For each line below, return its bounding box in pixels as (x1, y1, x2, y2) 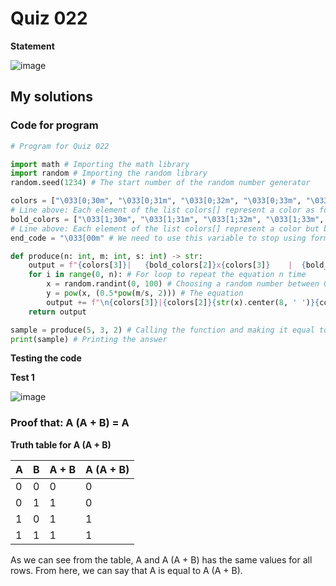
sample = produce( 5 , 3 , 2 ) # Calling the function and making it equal (10, 325, 315, 335)
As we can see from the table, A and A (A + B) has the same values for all (10, 553, 313, 566)
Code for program (10, 118, 99, 132)
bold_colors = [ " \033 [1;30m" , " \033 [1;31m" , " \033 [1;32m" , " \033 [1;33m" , (10, 214, 325, 224)
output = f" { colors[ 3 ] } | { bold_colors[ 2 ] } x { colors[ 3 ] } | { (28, 260, 307, 271)
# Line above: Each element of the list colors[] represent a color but (10, 223, 320, 234)
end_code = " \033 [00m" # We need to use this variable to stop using (10, 233, 307, 243)
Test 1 (10, 372, 35, 384)
